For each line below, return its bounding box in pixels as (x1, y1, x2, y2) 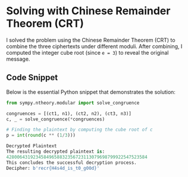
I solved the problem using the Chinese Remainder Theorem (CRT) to (6, 36, 176, 43)
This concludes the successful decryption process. (6, 159, 137, 166)
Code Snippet (6, 72, 58, 83)
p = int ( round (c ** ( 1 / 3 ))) (6, 132, 76, 138)
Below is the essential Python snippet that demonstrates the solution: (6, 88, 176, 96)
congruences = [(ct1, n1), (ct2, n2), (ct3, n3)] (6, 110, 132, 116)
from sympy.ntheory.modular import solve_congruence (6, 100, 140, 106)
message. (6, 55, 30, 62)
